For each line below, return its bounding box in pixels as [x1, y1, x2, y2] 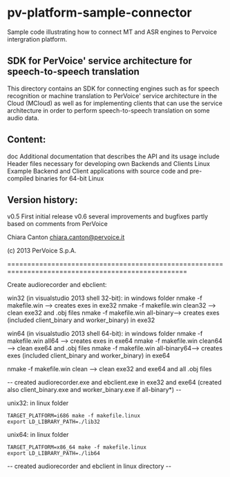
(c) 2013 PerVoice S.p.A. [7, 247, 77, 255]
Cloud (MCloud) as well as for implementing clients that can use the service [7, 99, 223, 107]
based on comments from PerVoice [7, 220, 108, 228]
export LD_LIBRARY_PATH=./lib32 [7, 418, 100, 426]
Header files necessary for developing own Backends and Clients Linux [7, 159, 211, 167]
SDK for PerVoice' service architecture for [7, 55, 192, 67]
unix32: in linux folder [7, 399, 69, 407]
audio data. [7, 113, 39, 122]
